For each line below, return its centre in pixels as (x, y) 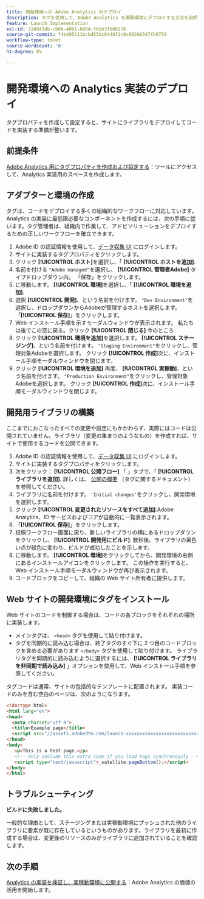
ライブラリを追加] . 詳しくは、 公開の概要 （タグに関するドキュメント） (104, 479)
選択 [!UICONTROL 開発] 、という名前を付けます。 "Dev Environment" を (104, 300)
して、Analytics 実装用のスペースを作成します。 (66, 174)
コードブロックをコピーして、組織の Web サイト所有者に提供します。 (101, 578)
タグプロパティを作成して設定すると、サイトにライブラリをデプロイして (96, 122)
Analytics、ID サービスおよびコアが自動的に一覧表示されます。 (93, 517)
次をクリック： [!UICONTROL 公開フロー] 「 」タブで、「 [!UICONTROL (104, 472)
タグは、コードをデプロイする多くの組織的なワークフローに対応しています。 (102, 211)
